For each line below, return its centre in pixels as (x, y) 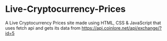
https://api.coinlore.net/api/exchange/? (122, 28)
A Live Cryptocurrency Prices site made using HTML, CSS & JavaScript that (83, 23)
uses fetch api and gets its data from (43, 28)
